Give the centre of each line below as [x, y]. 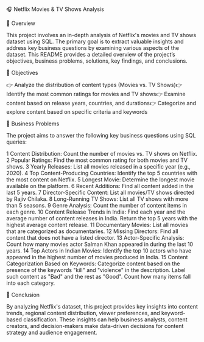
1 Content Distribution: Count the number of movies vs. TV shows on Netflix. [102, 154]
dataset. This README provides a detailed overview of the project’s [91, 54]
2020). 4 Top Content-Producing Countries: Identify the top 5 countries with [102, 173]
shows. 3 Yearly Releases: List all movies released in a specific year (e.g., [98, 166]
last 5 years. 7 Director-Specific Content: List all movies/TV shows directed [100, 192]
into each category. [31, 283]
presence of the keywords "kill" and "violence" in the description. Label [96, 270]
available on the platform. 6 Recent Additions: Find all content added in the [100, 186]
